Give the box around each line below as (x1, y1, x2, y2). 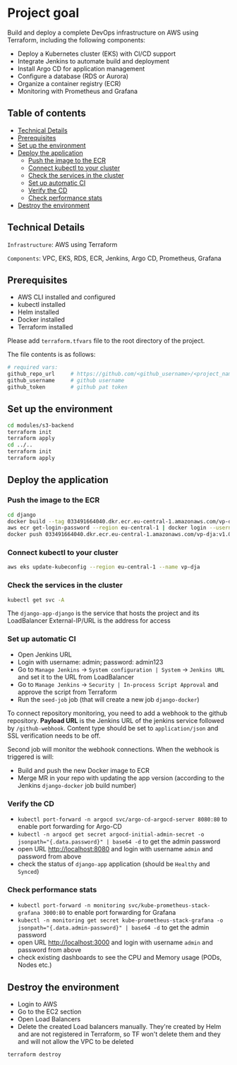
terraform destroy (7, 1051, 61, 1059)
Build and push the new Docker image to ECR (17, 766, 150, 774)
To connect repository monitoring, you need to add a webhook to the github (7, 709, 228, 717)
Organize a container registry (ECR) (17, 79, 121, 87)
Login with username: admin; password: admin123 (17, 657, 164, 666)
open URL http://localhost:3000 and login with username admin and (17, 938, 214, 947)
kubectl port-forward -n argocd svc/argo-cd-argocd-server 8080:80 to (17, 815, 228, 823)
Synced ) (17, 868, 39, 876)
